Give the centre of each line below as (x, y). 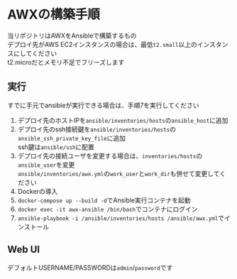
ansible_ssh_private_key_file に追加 (72, 138)
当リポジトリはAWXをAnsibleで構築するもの (72, 35)
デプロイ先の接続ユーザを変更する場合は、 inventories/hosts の (110, 155)
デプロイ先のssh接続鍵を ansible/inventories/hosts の (97, 129)
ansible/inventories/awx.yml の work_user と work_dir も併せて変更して (118, 173)
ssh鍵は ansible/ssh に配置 (56, 147)
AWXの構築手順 (54, 15)
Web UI (24, 250)
